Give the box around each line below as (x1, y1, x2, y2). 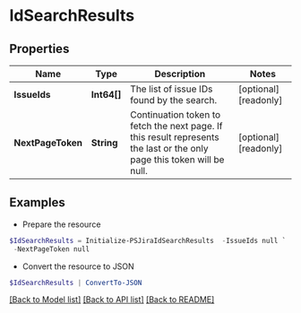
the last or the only (129, 143, 209, 154)
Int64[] (90, 89, 122, 100)
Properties (9, 41, 70, 57)
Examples (9, 195, 65, 211)
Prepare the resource (21, 219, 101, 230)
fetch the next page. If (129, 120, 223, 132)
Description (154, 68, 206, 80)
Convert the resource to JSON (21, 261, 134, 272)
